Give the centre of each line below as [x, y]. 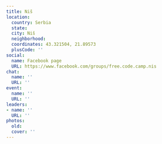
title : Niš [19, 11]
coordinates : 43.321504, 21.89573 [54, 45]
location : [18, 17]
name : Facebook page [37, 61]
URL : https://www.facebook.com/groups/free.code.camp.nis [84, 66]
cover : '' [23, 132]
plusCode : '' [27, 50]
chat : [13, 72]
